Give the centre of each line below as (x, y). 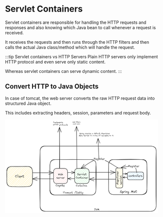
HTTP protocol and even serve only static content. (55, 62)
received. (15, 33)
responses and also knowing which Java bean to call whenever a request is (81, 27)
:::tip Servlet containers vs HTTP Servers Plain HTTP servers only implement (81, 56)
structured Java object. (28, 103)
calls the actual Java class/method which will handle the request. (70, 47)
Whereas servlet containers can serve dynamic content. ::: (64, 71)
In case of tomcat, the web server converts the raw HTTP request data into (80, 98)
